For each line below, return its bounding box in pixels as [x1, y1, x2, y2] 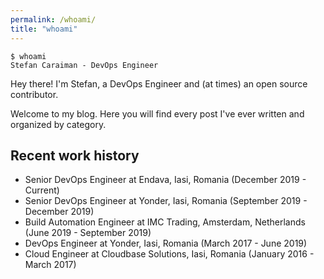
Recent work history [10, 147, 140, 164]
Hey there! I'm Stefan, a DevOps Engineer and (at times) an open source [10, 77, 308, 90]
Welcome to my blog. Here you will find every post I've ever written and [10, 107, 305, 120]
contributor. [10, 88, 59, 100]
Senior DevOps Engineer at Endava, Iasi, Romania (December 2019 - [24, 174, 307, 186]
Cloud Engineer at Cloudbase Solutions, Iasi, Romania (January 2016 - [24, 248, 315, 260]
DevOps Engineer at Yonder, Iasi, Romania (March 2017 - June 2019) [24, 237, 308, 250]
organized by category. [10, 118, 107, 130]
